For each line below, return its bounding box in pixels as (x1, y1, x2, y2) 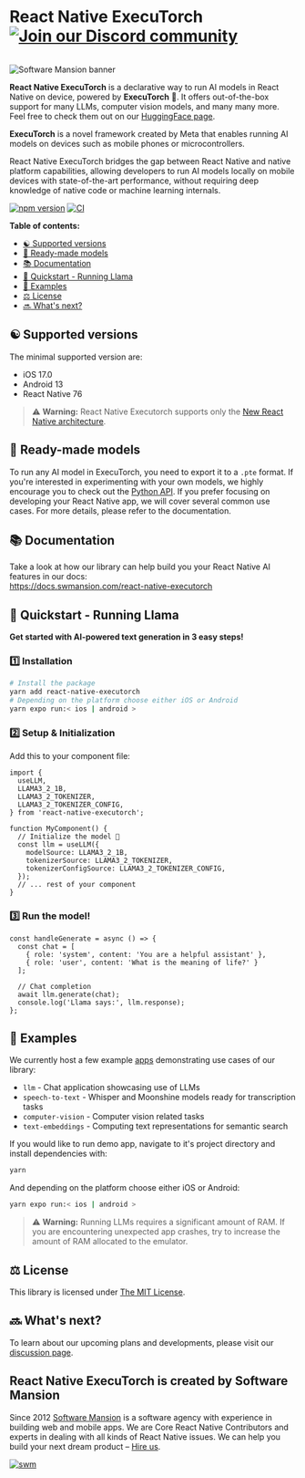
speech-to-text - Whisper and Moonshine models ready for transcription (22, 1092, 296, 1103)
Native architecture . (31, 415, 107, 426)
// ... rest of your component (17, 880, 137, 890)
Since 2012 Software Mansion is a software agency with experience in (9, 1411, 273, 1422)
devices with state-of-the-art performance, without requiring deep (9, 175, 259, 186)
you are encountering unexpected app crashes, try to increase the (31, 1226, 280, 1237)
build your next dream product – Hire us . (9, 1441, 161, 1452)
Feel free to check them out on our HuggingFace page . (9, 110, 216, 121)
